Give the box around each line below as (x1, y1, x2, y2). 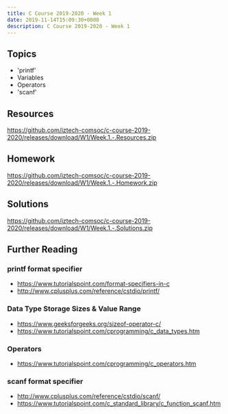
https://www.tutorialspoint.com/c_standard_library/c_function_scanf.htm (16, 400, 221, 408)
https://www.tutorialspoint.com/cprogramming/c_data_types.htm (16, 326, 201, 335)
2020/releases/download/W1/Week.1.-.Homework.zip (7, 179, 157, 187)
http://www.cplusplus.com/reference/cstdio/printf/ (16, 287, 160, 295)
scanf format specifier (7, 376, 84, 386)
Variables (16, 73, 44, 82)
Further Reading (7, 244, 78, 255)
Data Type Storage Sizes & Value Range (7, 304, 142, 313)
